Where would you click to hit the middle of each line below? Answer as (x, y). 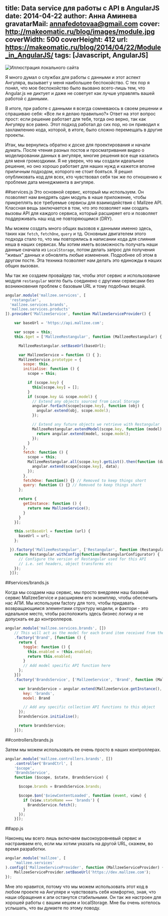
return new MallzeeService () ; (59, 508)
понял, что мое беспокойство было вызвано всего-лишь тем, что (75, 88)
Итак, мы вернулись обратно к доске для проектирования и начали (78, 145)
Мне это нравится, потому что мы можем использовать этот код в (77, 886)
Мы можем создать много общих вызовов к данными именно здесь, (79, 228)
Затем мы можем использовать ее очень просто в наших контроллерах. (83, 749)
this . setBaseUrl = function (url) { (52, 531)
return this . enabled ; (50, 656)
